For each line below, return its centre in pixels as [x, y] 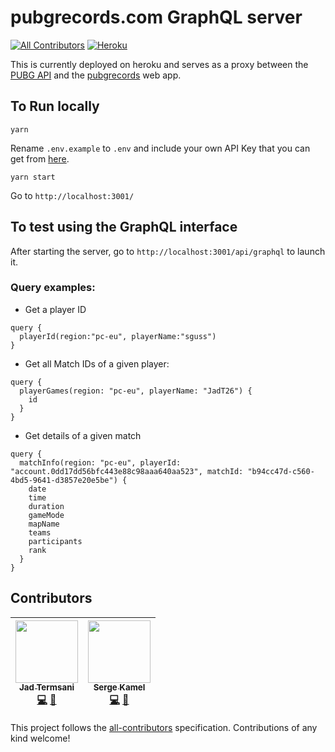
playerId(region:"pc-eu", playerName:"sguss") [118, 336]
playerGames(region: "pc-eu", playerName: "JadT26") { [136, 391]
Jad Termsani [46, 687]
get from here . [40, 158]
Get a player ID [55, 309]
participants [55, 541]
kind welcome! [40, 738]
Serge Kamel [119, 687]
